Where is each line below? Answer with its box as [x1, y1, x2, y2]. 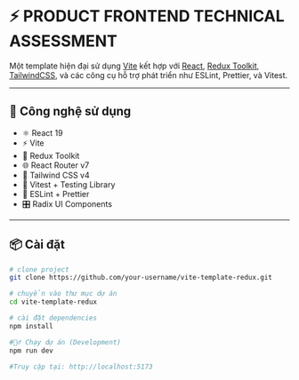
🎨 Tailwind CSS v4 [21, 170, 91, 180]
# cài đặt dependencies [9, 313, 98, 323]
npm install [9, 321, 53, 330]
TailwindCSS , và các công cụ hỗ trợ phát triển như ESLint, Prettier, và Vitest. [9, 69, 288, 80]
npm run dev [9, 346, 53, 355]
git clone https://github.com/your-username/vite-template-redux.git [9, 273, 273, 282]
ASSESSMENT [9, 31, 117, 51]
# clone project [9, 265, 69, 274]
